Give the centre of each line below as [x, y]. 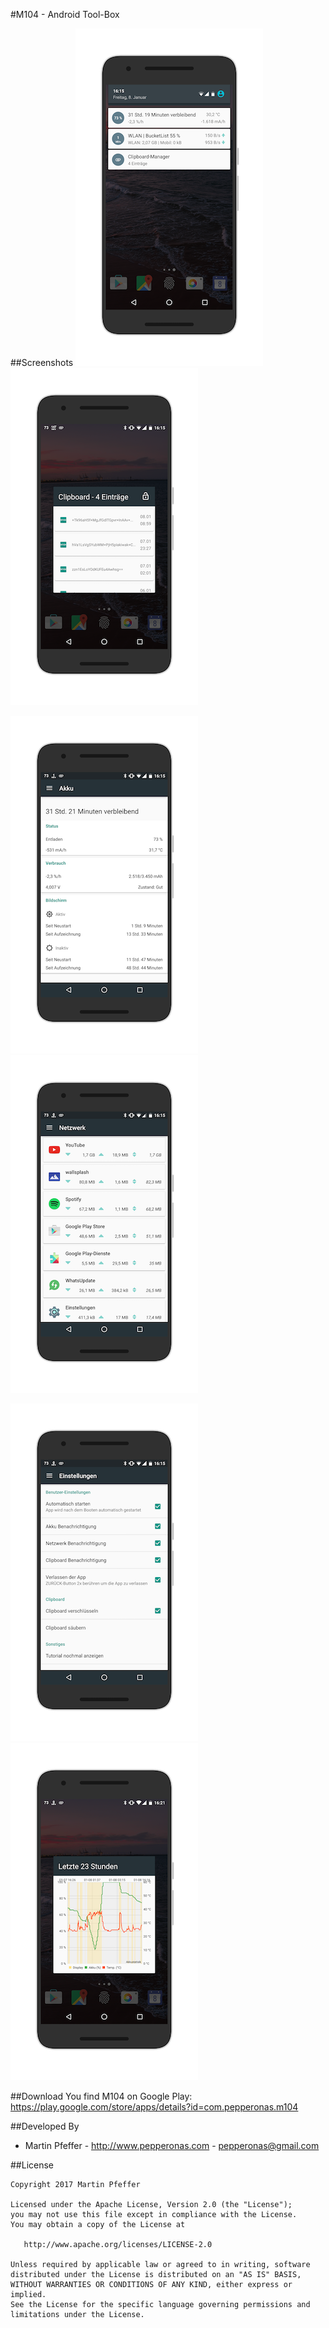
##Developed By [45, 2126]
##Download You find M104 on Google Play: [101, 2096]
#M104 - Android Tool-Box [65, 14]
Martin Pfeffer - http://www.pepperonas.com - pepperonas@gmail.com [172, 2145]
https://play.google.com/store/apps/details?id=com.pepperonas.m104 [154, 2107]
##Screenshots [42, 362]
